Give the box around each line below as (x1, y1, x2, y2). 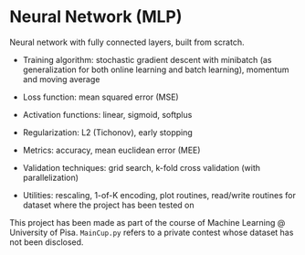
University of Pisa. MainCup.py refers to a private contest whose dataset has (9, 227, 294, 238)
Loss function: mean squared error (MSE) (22, 91, 180, 102)
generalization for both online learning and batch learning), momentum (22, 64, 289, 75)
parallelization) (22, 172, 79, 183)
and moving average (22, 73, 100, 84)
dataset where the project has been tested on (22, 199, 195, 210)
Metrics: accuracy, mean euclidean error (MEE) (22, 144, 201, 155)
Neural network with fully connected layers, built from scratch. (9, 37, 245, 48)
